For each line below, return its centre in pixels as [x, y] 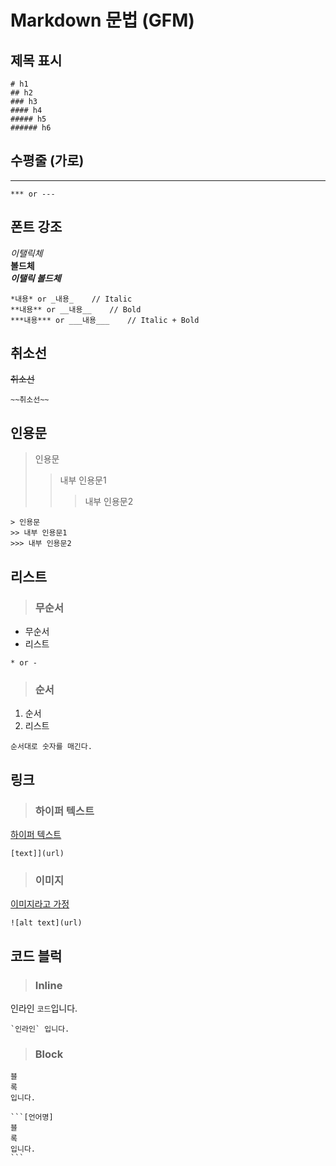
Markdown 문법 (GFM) [102, 20]
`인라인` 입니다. [40, 1029]
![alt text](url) [46, 923]
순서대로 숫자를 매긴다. [51, 747]
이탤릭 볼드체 [36, 278]
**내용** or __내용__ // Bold [76, 309]
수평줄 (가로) [47, 161]
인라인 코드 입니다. [44, 1008]
